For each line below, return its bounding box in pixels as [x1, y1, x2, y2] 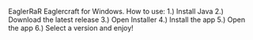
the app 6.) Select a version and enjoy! [8, 24, 134, 32]
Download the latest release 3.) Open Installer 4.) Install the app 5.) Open [8, 15, 246, 24]
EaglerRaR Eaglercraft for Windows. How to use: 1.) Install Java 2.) [8, 7, 224, 16]
